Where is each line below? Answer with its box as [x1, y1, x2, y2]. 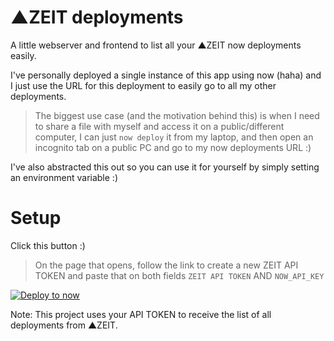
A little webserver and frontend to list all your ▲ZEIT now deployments [10, 39, 302, 51]
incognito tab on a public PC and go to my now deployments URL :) [34, 141, 312, 153]
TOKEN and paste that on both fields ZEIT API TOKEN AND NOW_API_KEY [34, 269, 325, 281]
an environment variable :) [10, 171, 118, 183]
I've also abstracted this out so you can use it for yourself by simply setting [10, 161, 320, 173]
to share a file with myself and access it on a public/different [34, 120, 285, 132]
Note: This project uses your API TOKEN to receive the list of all [10, 308, 272, 320]
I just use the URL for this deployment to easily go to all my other [10, 79, 277, 91]
